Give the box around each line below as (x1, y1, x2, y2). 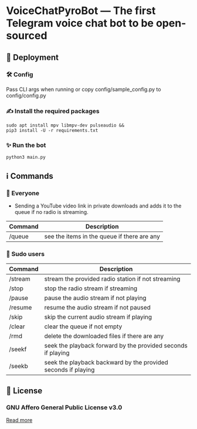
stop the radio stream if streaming (44, 284, 138, 292)
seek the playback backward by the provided (44, 359, 168, 367)
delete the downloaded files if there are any (44, 332, 164, 341)
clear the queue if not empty (44, 322, 123, 331)
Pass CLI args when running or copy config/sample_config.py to (6, 86, 161, 93)
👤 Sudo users (6, 250, 45, 258)
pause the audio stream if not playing (44, 294, 147, 302)
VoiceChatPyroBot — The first (6, 4, 156, 18)
